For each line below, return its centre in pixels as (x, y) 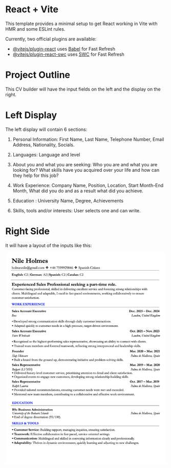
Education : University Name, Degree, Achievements (68, 200)
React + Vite (32, 9)
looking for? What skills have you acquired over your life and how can (86, 170)
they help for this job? (36, 175)
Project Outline (38, 75)
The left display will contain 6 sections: (46, 129)
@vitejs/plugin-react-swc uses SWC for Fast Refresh (68, 54)
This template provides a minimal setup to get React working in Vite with (81, 24)
